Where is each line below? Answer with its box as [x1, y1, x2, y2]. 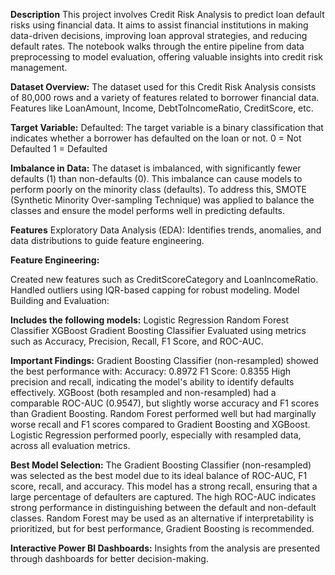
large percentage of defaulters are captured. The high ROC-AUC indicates [10, 491, 317, 503]
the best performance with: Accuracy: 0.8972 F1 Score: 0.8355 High [10, 365, 292, 377]
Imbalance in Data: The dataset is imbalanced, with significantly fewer [10, 162, 302, 174]
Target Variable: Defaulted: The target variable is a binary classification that [10, 122, 324, 133]
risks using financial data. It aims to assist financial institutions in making [10, 19, 309, 31]
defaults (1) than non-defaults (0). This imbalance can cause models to [10, 173, 303, 184]
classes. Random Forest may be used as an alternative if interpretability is [10, 512, 315, 524]
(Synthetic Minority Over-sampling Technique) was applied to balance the [10, 194, 315, 206]
